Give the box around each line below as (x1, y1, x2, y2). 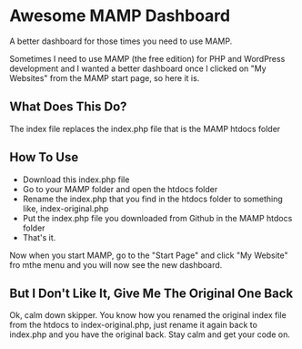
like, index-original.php (22, 202, 109, 214)
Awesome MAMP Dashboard (9, 5, 230, 26)
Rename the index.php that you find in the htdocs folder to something (22, 193, 284, 204)
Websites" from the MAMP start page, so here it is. (9, 72, 200, 83)
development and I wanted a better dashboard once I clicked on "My (9, 63, 267, 74)
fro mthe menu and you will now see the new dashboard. (9, 259, 223, 270)
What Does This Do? (9, 99, 127, 115)
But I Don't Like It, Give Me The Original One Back (9, 285, 294, 301)
